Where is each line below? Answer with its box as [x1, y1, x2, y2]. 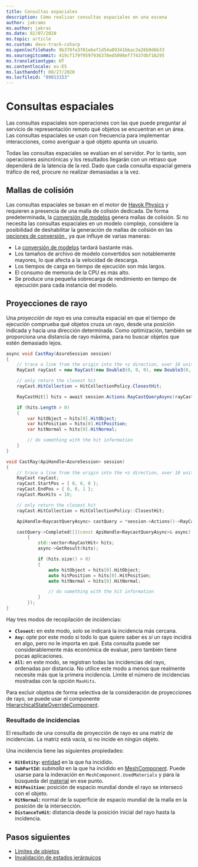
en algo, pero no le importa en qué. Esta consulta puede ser [14, 639, 160, 646]
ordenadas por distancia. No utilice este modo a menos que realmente [14, 665, 186, 672]
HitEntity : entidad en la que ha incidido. [14, 758, 114, 766]
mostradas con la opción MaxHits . [14, 677, 97, 684]
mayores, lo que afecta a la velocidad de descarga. [14, 256, 139, 263]
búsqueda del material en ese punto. [14, 777, 104, 784]
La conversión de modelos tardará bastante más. [14, 244, 134, 251]
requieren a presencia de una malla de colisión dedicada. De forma [6, 207, 169, 214]
